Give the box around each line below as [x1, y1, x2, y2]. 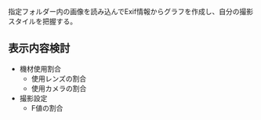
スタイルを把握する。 [8, 16, 77, 26]
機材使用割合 [19, 64, 61, 73]
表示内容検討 [8, 42, 71, 55]
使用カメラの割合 [31, 83, 87, 93]
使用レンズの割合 [31, 74, 87, 83]
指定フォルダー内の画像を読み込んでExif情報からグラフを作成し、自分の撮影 [8, 7, 253, 16]
